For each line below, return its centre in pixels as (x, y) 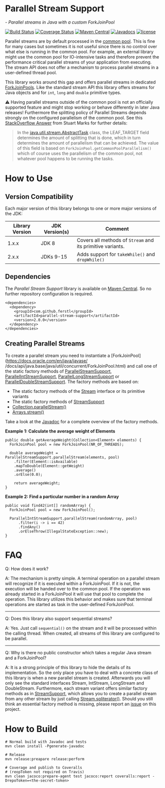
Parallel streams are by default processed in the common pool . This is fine (80, 41)
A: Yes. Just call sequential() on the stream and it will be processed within (81, 628)
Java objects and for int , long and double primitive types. (63, 92)
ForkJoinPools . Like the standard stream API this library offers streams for (80, 87)
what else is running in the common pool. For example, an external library (79, 52)
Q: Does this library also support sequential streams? (59, 618)
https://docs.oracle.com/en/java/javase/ (47, 361)
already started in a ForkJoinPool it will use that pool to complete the (74, 594)
